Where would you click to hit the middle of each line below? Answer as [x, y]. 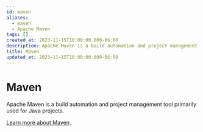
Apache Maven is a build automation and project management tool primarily [101, 104]
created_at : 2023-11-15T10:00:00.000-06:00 [62, 40]
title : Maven [23, 52]
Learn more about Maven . [39, 122]
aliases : [17, 18]
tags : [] [17, 35]
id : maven [19, 12]
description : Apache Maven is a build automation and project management [102, 46]
